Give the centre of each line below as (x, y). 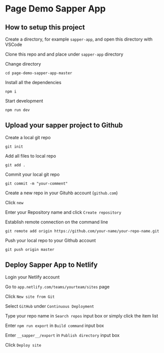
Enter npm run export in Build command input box (55, 325)
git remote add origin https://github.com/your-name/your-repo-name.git (82, 231)
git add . (15, 165)
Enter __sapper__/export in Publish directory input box (62, 335)
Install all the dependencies (33, 82)
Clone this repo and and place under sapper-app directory (64, 54)
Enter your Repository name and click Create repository (63, 212)
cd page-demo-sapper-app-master (39, 73)
